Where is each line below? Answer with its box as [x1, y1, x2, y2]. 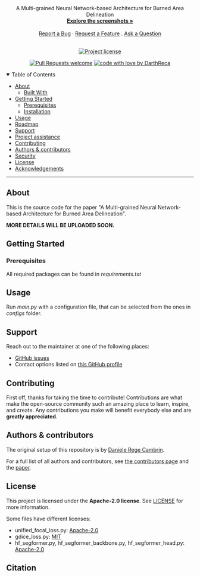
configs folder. [6, 310, 42, 317]
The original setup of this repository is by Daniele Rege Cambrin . [6, 446, 165, 453]
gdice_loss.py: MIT [14, 533, 61, 540]
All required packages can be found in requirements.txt [6, 270, 142, 277]
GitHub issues [14, 354, 49, 362]
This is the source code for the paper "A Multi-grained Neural [6, 203, 157, 211]
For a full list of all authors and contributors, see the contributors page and [6, 458, 189, 465]
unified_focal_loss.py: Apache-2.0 [14, 526, 99, 533]
